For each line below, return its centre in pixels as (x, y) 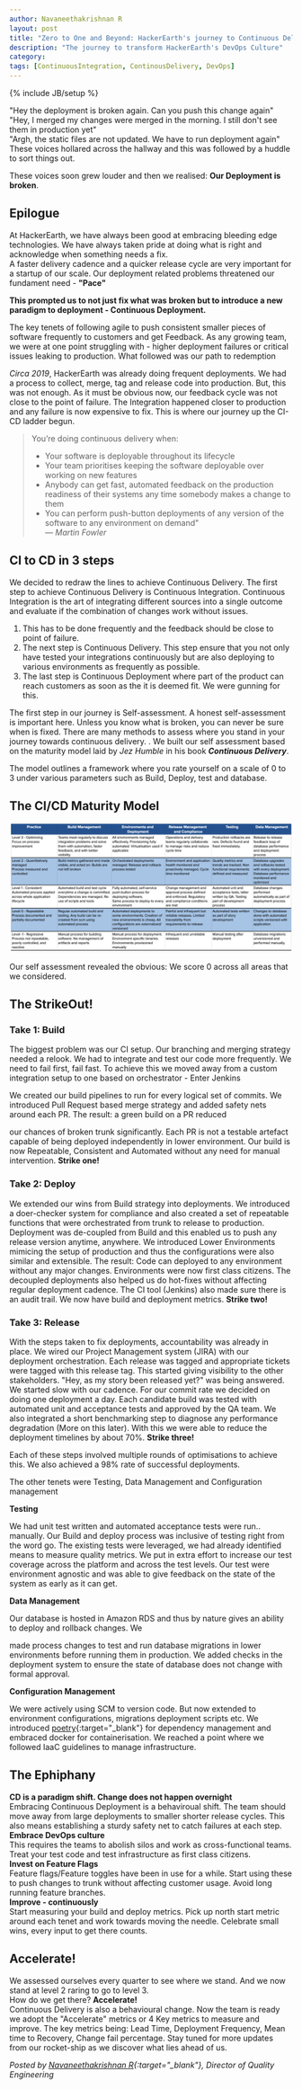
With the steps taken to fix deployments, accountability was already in (139, 1342)
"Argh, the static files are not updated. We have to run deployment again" (145, 139)
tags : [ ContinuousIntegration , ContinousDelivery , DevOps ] (122, 67)
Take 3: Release (44, 1322)
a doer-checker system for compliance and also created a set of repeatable (149, 1213)
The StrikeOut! (51, 1004)
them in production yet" (53, 129)
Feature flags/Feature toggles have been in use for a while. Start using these (151, 1873)
